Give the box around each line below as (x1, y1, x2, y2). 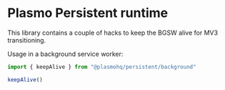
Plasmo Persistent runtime (7, 5, 169, 21)
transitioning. (7, 35, 46, 44)
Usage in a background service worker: (7, 50, 124, 58)
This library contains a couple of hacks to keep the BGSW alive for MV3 (7, 28, 219, 37)
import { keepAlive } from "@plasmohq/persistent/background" (7, 63, 196, 70)
